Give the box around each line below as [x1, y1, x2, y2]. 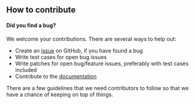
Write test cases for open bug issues [15, 53, 107, 60]
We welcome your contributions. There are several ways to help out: [6, 35, 177, 42]
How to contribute [6, 5, 76, 15]
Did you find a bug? [6, 21, 56, 29]
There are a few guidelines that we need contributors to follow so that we [6, 84, 189, 91]
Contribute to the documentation [15, 73, 97, 80]
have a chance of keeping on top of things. [6, 91, 113, 98]
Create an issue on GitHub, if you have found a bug [15, 47, 144, 54]
